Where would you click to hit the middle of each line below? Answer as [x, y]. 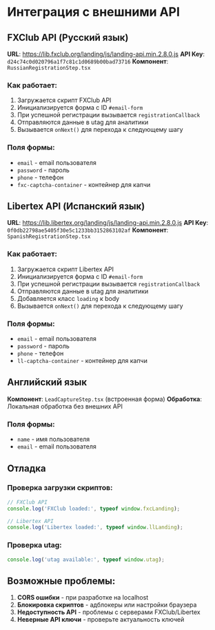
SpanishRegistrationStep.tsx [49, 237]
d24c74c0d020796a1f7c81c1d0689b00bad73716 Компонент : [88, 61]
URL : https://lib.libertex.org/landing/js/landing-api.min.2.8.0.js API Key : [108, 223]
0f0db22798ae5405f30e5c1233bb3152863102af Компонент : [88, 230]
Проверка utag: [34, 545]
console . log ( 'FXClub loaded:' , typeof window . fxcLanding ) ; [94, 509]
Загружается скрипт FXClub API [64, 100]
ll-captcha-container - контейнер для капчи [82, 361]
